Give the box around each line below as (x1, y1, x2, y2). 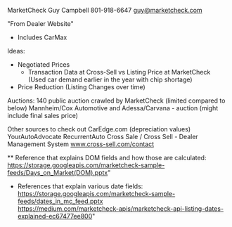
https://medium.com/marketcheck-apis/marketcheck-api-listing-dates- (17, 205, 224, 213)
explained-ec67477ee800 (17, 212, 93, 220)
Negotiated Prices (17, 60, 70, 69)
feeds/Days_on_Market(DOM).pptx (7, 169, 108, 176)
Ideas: (7, 47, 25, 55)
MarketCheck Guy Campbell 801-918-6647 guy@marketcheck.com (7, 6, 202, 14)
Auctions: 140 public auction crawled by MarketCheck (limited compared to (7, 96, 226, 105)
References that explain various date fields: (17, 182, 143, 190)
